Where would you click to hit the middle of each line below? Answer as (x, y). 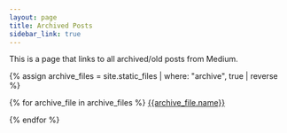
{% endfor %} (35, 120)
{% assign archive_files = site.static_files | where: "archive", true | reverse (143, 76)
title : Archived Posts (51, 26)
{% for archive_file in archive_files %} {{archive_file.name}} (117, 103)
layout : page (33, 17)
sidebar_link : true (45, 34)
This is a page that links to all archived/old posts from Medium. (124, 59)
